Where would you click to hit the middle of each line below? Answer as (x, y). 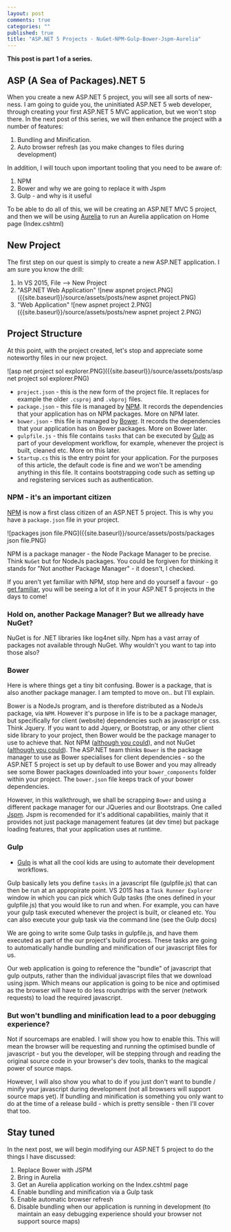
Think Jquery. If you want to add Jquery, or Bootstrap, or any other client (111, 728)
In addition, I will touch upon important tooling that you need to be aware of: (114, 168)
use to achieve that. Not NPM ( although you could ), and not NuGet (101, 743)
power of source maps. (40, 1069)
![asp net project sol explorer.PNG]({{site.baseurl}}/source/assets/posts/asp (115, 371)
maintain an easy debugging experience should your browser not (109, 1213)
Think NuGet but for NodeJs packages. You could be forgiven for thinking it (113, 561)
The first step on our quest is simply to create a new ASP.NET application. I (113, 262)
